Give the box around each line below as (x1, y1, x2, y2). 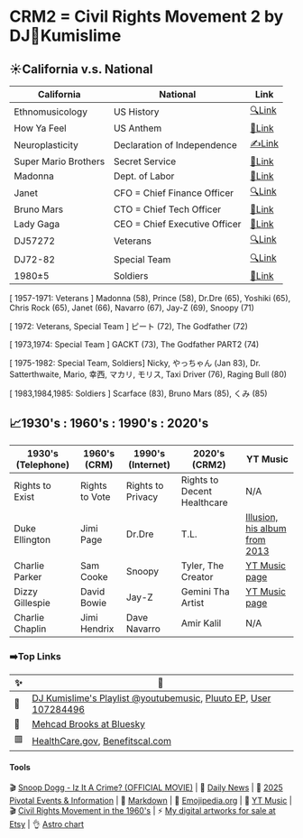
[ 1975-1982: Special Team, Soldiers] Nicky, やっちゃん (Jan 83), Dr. (9, 358, 262, 368)
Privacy (125, 490, 159, 502)
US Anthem (113, 122, 162, 134)
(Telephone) (15, 458, 70, 471)
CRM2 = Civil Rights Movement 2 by (9, 6, 284, 27)
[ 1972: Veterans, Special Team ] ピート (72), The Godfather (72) (9, 321, 248, 331)
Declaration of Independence (113, 138, 237, 151)
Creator (180, 570, 214, 583)
